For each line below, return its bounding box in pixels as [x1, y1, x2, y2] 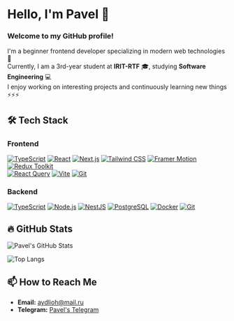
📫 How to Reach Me [7, 276, 97, 288]
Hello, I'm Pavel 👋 [7, 6, 110, 22]
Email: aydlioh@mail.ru [17, 298, 84, 306]
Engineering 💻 [7, 73, 52, 81]
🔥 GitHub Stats [7, 223, 73, 234]
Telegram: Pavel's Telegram [17, 306, 99, 314]
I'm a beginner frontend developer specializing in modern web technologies [7, 47, 226, 55]
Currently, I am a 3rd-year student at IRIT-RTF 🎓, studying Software [7, 62, 206, 70]
